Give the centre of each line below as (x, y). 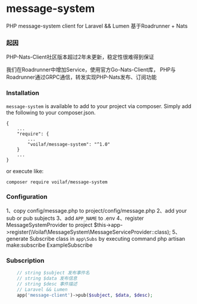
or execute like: (25, 171)
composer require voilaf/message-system (57, 182)
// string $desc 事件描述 (47, 284)
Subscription (25, 260)
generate (17, 238)
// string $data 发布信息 (47, 278)
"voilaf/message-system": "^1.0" (69, 144)
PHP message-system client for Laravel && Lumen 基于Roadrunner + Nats (97, 26)
